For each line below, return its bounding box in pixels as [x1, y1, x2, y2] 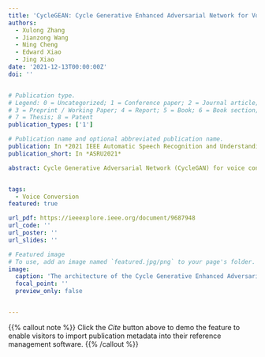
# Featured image [8, 250, 65, 258]
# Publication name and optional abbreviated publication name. [8, 135, 224, 143]
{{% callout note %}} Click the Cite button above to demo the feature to [8, 322, 241, 332]
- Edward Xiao [15, 48, 62, 56]
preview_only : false [15, 287, 83, 295]
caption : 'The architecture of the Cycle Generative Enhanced [15, 272, 224, 280]
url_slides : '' [8, 236, 58, 244]
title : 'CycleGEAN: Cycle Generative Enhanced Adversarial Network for [8, 11, 248, 20]
